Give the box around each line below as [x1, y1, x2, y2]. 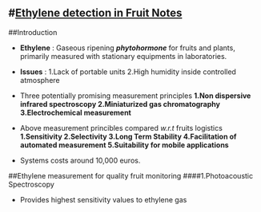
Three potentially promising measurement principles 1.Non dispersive [19, 91, 251, 100]
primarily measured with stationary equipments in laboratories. [19, 51, 227, 61]
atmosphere [19, 75, 60, 84]
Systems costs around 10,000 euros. [19, 155, 141, 165]
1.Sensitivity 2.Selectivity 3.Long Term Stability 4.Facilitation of [19, 132, 237, 141]
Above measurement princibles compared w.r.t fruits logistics [19, 123, 223, 132]
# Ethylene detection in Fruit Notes [8, 6, 183, 20]
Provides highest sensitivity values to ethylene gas [19, 194, 187, 204]
